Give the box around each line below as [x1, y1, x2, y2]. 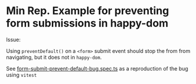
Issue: [6, 36, 21, 43]
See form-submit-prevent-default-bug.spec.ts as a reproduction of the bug [6, 65, 188, 72]
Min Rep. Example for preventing [6, 4, 170, 18]
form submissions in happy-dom [6, 16, 169, 30]
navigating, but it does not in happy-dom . [6, 53, 102, 61]
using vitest [6, 71, 37, 78]
